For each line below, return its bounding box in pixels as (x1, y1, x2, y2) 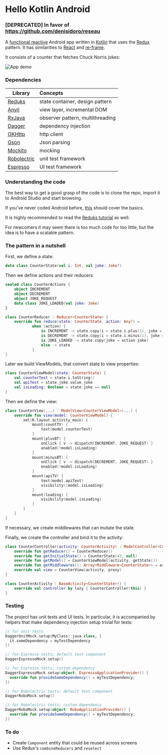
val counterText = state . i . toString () (14, 375, 95, 380)
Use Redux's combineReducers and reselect (12, 745, 101, 751)
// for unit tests (5, 629, 43, 634)
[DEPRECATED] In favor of (5, 22, 70, 29)
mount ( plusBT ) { (31, 436, 66, 441)
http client (39, 131, 63, 138)
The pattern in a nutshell (5, 242, 66, 249)
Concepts (39, 89, 63, 96)
